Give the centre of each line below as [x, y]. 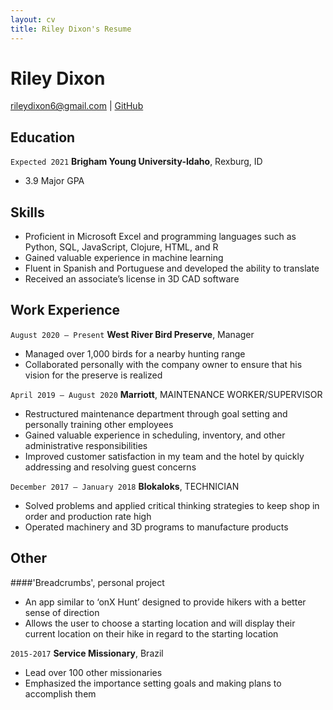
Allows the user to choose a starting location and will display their [160, 623]
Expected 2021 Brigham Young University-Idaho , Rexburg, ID [136, 162]
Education [43, 137]
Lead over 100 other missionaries [93, 672]
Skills [27, 212]
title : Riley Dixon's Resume [71, 29]
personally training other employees [99, 424]
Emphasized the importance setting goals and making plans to [153, 683]
